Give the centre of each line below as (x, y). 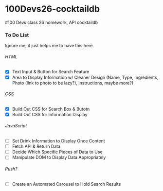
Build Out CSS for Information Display (50, 114)
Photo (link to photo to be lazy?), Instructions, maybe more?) (73, 83)
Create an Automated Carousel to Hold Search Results (66, 184)
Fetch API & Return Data (36, 146)
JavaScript (16, 126)
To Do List (17, 35)
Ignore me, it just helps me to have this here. (49, 46)
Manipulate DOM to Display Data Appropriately (59, 157)
